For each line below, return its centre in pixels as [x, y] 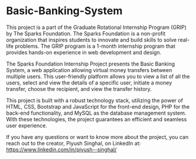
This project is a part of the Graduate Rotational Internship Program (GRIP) [97, 27]
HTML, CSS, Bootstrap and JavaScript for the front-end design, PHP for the [98, 106]
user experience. [27, 125]
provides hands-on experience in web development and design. [84, 52]
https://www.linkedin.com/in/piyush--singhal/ [61, 150]
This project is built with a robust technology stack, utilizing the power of [94, 100]
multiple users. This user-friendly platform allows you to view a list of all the [98, 76]
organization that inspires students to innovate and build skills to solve [92, 40]
